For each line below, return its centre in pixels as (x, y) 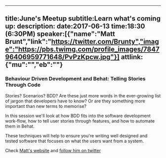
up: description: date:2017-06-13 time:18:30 (75, 26)
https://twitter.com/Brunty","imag (105, 42)
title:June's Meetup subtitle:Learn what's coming (83, 18)
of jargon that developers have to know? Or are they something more (75, 101)
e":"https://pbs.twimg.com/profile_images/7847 (82, 49)
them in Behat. (20, 126)
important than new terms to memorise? (46, 106)
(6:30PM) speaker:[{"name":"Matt (60, 34)
